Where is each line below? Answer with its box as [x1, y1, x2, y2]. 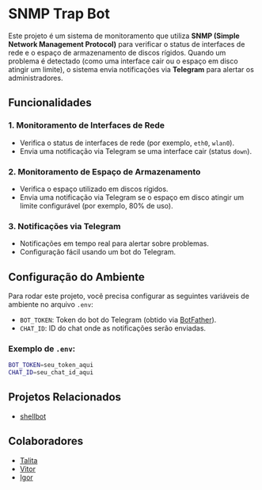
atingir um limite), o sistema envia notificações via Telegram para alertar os [8, 64, 255, 74]
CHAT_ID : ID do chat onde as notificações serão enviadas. [19, 323, 207, 333]
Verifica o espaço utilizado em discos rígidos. [19, 184, 169, 193]
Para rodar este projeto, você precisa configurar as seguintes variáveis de [8, 291, 249, 301]
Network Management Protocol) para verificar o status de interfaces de [8, 39, 245, 48]
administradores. [8, 73, 63, 82]
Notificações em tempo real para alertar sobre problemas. [19, 239, 210, 248]
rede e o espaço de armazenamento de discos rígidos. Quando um [8, 48, 226, 57]
